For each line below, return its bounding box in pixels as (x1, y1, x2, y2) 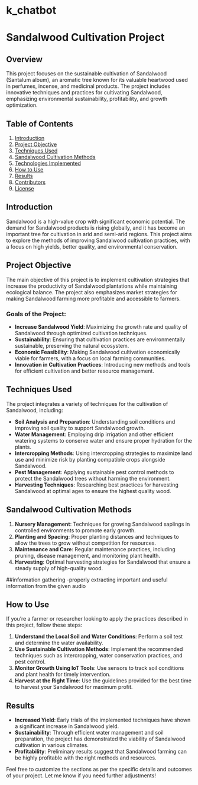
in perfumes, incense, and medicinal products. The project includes (6, 82, 171, 90)
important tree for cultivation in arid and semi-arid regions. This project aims (6, 230, 192, 237)
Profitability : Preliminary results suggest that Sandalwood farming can (14, 748, 187, 755)
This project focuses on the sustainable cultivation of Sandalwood (6, 70, 167, 77)
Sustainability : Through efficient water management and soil (14, 729, 164, 736)
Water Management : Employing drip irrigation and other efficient (14, 431, 174, 438)
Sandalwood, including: (6, 406, 63, 414)
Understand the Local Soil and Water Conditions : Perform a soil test (14, 633, 183, 640)
